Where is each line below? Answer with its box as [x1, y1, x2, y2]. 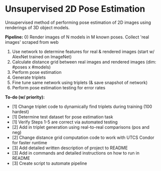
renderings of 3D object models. [5, 24, 70, 30]
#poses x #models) [12, 64, 51, 70]
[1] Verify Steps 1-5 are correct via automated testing [12, 119, 118, 125]
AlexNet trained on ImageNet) [12, 53, 72, 59]
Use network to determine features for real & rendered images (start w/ [12, 49, 155, 54]
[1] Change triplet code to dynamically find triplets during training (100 [12, 103, 152, 109]
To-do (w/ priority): [5, 94, 45, 100]
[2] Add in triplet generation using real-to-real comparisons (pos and [12, 124, 149, 130]
